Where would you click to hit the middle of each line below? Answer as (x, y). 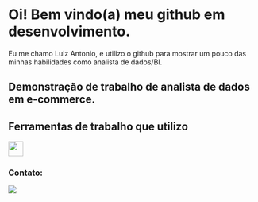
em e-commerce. (52, 100)
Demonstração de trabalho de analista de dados (129, 87)
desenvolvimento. (69, 31)
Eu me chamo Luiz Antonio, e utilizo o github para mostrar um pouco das (127, 53)
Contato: (26, 173)
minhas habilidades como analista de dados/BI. (85, 62)
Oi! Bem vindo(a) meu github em (117, 15)
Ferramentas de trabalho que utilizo (98, 126)
